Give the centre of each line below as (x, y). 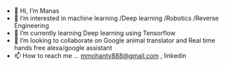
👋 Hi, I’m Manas (36, 11)
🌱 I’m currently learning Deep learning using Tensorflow (94, 33)
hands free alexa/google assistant (63, 48)
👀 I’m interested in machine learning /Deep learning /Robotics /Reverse (116, 18)
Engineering (31, 25)
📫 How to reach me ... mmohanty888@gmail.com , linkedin (100, 55)
